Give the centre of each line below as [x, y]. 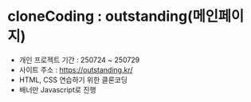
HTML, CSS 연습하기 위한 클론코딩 [73, 80]
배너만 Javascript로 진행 [57, 89]
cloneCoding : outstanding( [100, 16]
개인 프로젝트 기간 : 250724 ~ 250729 [79, 60]
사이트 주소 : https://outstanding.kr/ [76, 69]
